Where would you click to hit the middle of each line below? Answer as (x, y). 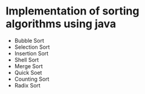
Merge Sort (28, 66)
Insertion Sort (31, 53)
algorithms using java (61, 24)
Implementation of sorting (72, 11)
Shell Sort (27, 60)
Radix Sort (27, 85)
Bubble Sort (29, 40)
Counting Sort (32, 79)
